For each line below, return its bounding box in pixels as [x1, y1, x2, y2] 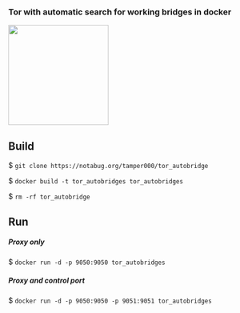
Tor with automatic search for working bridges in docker [8, 6, 232, 18]
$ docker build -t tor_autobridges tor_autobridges [8, 176, 184, 186]
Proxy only [8, 237, 46, 247]
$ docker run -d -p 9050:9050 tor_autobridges [8, 257, 166, 267]
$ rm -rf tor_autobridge [8, 191, 90, 202]
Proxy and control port [8, 275, 86, 286]
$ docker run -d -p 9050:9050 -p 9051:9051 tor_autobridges [8, 295, 212, 306]
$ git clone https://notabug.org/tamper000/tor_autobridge [8, 161, 209, 171]
